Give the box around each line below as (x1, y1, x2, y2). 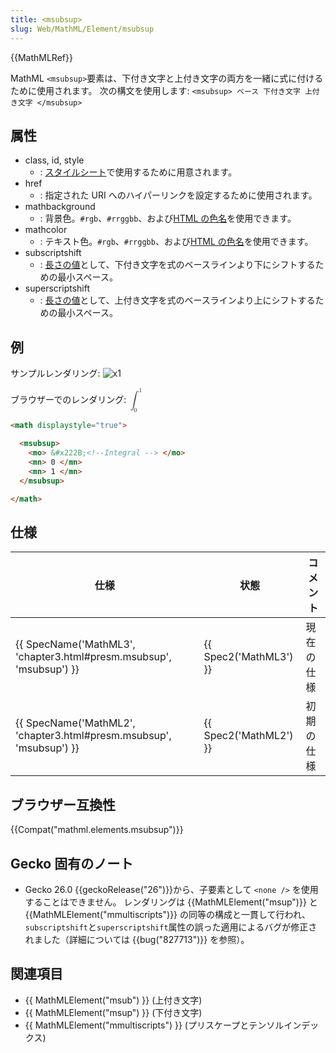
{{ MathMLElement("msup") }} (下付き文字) (24, 1006, 203, 1018)
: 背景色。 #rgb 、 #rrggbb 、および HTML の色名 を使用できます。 (39, 212, 297, 225)
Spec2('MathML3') (203, 650, 294, 664)
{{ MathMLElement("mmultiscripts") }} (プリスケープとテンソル (24, 1019, 285, 1031)
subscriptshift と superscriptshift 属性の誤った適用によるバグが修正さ (24, 921, 318, 933)
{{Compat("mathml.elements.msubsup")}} (10, 824, 184, 836)
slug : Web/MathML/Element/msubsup (10, 24, 155, 34)
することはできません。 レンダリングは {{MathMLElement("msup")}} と (24, 896, 318, 908)
